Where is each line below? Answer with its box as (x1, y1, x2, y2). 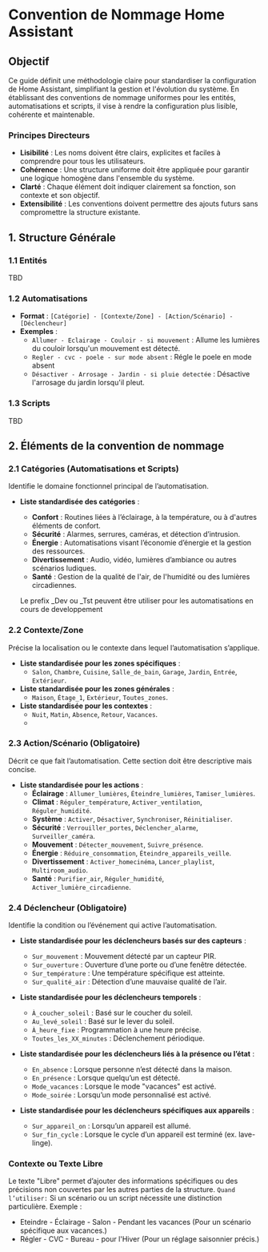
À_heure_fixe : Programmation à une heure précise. (31, 1025, 202, 1035)
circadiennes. (31, 581, 78, 590)
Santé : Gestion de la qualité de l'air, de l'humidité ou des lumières (31, 572, 250, 582)
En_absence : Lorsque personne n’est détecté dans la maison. (31, 1065, 232, 1074)
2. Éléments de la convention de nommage (8, 439, 225, 453)
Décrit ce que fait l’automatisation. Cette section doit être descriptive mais (8, 755, 252, 766)
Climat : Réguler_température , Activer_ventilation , (31, 797, 202, 807)
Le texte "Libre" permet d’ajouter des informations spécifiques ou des (8, 1176, 238, 1186)
